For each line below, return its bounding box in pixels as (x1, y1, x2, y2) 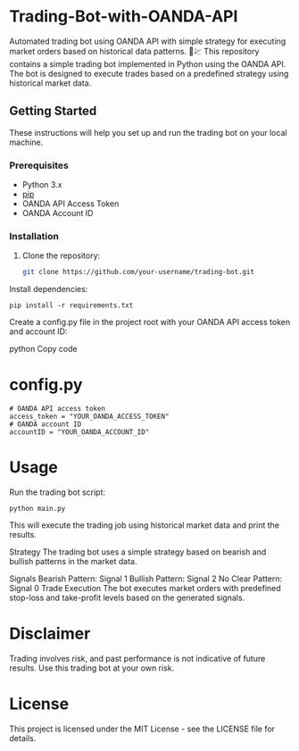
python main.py (9, 505, 66, 513)
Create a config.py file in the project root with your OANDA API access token (9, 317, 291, 328)
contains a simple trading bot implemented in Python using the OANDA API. (9, 58, 287, 69)
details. (9, 732, 37, 743)
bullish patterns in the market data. (9, 556, 137, 567)
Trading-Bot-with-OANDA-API (9, 6, 238, 27)
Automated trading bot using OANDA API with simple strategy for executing (9, 36, 287, 46)
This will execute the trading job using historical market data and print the (9, 520, 279, 530)
